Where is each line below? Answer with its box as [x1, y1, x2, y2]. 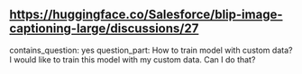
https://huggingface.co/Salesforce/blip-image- [9, 7, 283, 22]
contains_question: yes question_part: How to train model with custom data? [9, 45, 293, 55]
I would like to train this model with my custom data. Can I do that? [9, 53, 256, 65]
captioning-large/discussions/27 [9, 21, 199, 37]
